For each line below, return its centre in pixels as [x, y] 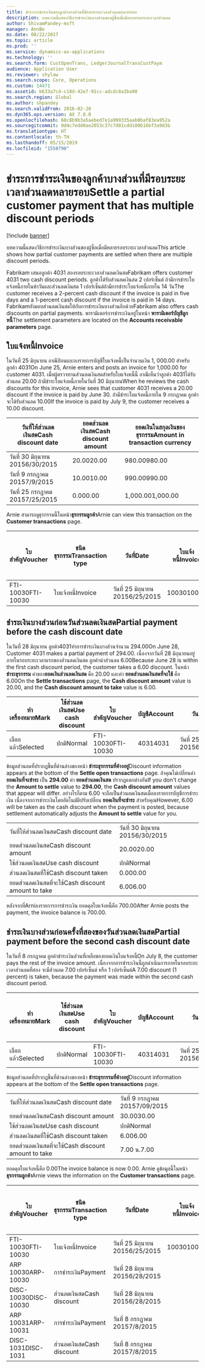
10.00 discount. [26, 409]
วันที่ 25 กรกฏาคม [31, 492]
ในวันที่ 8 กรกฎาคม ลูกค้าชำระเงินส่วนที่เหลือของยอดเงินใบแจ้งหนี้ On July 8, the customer [102, 956]
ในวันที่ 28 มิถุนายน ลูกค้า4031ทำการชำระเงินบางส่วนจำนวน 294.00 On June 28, [93, 646]
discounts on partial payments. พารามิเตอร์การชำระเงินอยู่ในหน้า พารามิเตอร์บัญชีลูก [97, 313]
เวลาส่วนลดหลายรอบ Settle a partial [85, 192]
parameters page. [30, 327]
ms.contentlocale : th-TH [38, 137]
